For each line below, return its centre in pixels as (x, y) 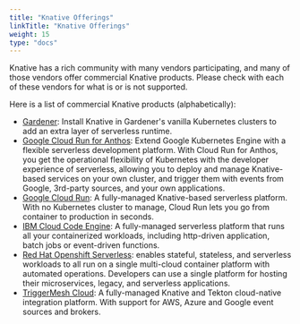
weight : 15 (30, 34)
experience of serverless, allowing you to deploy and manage (136, 169)
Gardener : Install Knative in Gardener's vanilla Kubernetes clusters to (150, 122)
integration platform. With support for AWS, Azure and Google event (148, 303)
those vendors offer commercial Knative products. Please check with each (147, 78)
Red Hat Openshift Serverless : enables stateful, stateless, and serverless (157, 255)
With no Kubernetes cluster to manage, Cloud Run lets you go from (146, 208)
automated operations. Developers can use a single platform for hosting (155, 274)
